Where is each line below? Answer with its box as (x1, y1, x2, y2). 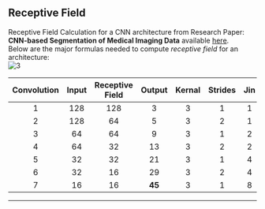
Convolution (12, 84, 59, 95)
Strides (207, 84, 237, 95)
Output (140, 84, 168, 95)
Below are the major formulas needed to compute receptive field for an (8, 43, 239, 54)
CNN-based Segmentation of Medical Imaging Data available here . (8, 35, 230, 45)
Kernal (175, 84, 201, 95)
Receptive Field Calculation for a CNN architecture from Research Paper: (8, 27, 244, 36)
